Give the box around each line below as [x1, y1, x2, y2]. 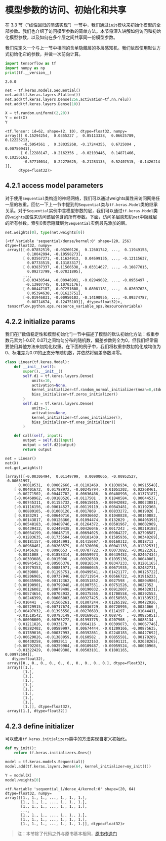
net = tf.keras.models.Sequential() [5, 88, 81, 93]
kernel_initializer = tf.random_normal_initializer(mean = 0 [31, 388, 152, 392]
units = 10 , [31, 378, 52, 383]
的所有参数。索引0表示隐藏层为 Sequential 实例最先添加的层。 [5, 220, 130, 226]
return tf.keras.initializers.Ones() [14, 750, 92, 756]
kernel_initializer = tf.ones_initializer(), [31, 415, 123, 420]
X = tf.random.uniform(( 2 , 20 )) [5, 111, 70, 116]
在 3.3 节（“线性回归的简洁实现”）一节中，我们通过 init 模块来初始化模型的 [5, 22, 157, 28]
